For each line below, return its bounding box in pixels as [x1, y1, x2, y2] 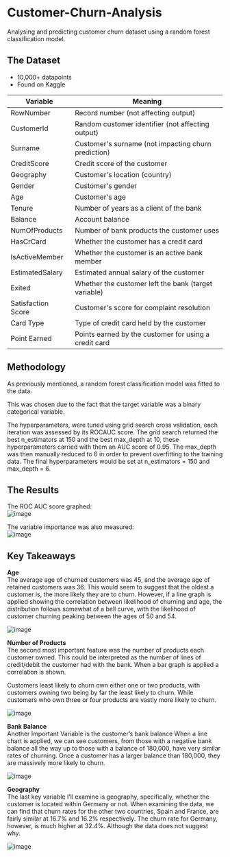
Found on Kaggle [16, 80, 66, 89]
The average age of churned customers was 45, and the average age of [7, 576, 210, 584]
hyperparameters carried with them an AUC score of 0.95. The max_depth [7, 443, 217, 451]
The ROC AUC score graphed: [7, 502, 92, 510]
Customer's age [75, 192, 127, 202]
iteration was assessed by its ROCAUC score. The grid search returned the [7, 427, 218, 436]
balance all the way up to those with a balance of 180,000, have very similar [7, 744, 221, 753]
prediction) [75, 148, 111, 157]
